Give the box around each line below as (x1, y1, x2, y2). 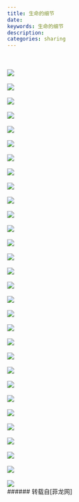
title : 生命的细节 (7, 10, 55, 17)
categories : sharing (7, 36, 67, 43)
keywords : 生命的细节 (7, 23, 64, 30)
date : (7, 16, 23, 23)
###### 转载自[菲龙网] (7, 488, 73, 496)
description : (7, 29, 45, 36)
